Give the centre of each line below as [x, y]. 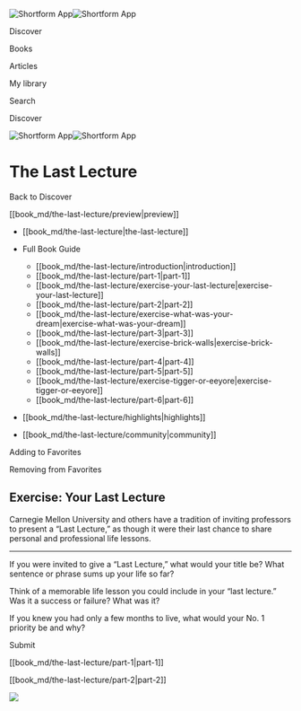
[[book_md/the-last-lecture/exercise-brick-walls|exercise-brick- [154, 342]
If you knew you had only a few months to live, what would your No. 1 [137, 618]
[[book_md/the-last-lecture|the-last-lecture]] [105, 231]
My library [28, 83]
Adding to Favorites [46, 452]
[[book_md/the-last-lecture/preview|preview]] [94, 214]
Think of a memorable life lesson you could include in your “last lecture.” [143, 591]
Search [22, 101]
